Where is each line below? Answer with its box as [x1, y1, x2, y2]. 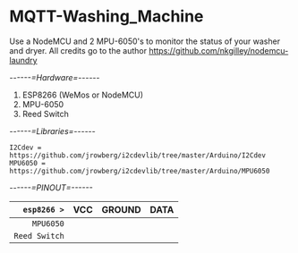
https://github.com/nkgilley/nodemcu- [149, 45, 289, 55]
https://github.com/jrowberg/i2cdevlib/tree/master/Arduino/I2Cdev [9, 150, 267, 160]
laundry [9, 55, 38, 65]
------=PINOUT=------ [9, 181, 93, 193]
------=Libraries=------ [9, 125, 96, 136]
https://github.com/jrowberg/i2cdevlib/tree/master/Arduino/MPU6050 [9, 166, 270, 175]
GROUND [101, 203, 141, 215]
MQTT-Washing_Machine [9, 6, 204, 27]
